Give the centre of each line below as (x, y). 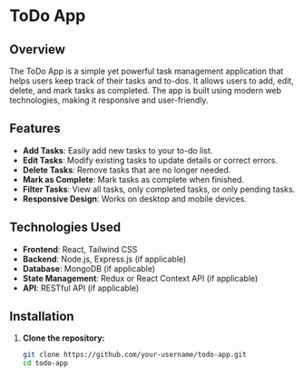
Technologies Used (65, 228)
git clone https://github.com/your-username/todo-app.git (134, 355)
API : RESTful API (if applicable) (81, 288)
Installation (42, 317)
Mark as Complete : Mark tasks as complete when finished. (133, 179)
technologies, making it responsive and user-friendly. (109, 100)
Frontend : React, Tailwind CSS (80, 249)
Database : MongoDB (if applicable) (89, 268)
